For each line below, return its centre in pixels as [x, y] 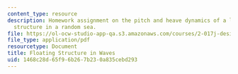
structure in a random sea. [55, 27]
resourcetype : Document [42, 47]
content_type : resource [42, 14]
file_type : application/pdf [49, 40]
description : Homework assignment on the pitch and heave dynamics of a [117, 20]
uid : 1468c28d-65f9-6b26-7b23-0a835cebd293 [73, 60]
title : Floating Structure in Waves [61, 54]
